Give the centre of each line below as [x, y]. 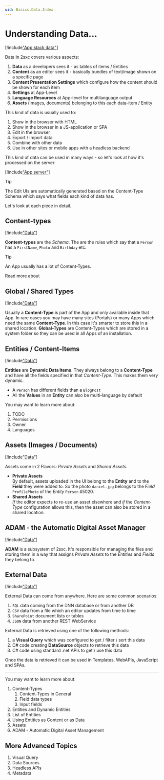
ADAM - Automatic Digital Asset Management [58, 731]
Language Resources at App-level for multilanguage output [72, 97]
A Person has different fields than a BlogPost [56, 390]
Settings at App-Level [34, 92]
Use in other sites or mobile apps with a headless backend [71, 148]
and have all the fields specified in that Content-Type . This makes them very [82, 375]
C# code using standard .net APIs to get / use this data [67, 650]
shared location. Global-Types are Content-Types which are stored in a [77, 328]
